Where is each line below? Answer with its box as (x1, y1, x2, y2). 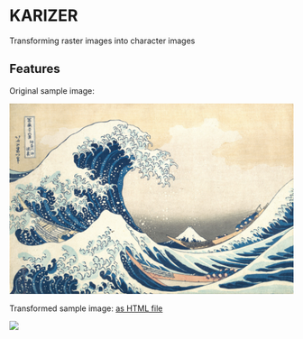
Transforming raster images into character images (9, 35, 196, 46)
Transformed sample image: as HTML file (9, 303, 163, 314)
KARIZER (9, 5, 78, 26)
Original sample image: (9, 85, 95, 96)
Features (9, 61, 60, 77)
